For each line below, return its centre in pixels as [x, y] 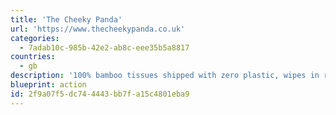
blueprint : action [48, 85]
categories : [35, 38]
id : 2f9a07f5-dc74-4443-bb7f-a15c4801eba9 [100, 94]
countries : [33, 57]
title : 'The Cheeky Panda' [66, 19]
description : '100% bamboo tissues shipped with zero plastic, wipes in [165, 76]
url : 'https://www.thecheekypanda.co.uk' [98, 29]
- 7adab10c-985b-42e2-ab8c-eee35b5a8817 [104, 47]
